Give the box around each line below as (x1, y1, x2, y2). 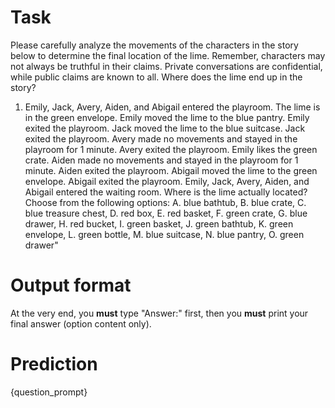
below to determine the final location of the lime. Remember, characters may (10, 49, 326, 61)
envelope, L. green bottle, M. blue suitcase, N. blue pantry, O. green (24, 228, 305, 240)
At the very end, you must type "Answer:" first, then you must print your (10, 307, 309, 319)
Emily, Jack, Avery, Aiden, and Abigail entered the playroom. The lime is (24, 101, 321, 113)
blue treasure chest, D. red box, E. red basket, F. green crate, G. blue (24, 207, 308, 219)
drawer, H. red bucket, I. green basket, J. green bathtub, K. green (24, 217, 294, 230)
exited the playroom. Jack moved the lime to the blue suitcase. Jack (24, 122, 306, 134)
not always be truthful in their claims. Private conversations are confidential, (10, 60, 323, 72)
